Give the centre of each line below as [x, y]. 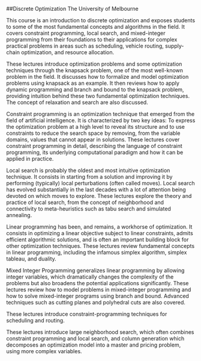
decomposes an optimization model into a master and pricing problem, [94, 345]
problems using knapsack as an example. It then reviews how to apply [93, 83]
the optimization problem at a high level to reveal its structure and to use [95, 127]
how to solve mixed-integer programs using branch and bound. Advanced [97, 296]
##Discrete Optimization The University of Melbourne [73, 9]
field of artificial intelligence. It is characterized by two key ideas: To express [101, 120]
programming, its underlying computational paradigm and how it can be [95, 152]
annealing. [19, 215]
